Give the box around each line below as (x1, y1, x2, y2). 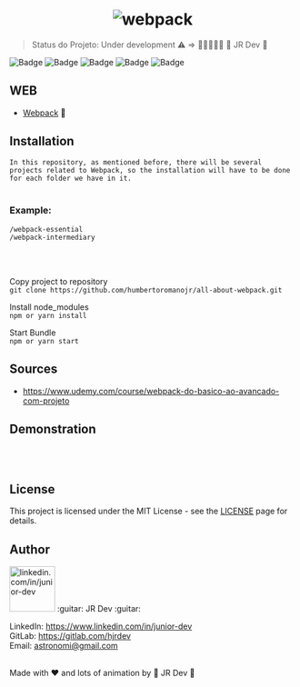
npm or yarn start (9, 336, 79, 345)
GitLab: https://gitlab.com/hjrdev (9, 631, 132, 642)
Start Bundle (9, 327, 56, 338)
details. (9, 515, 37, 526)
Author (9, 542, 50, 557)
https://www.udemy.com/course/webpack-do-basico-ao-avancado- (22, 385, 280, 396)
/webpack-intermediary (9, 233, 95, 242)
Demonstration (9, 422, 97, 437)
